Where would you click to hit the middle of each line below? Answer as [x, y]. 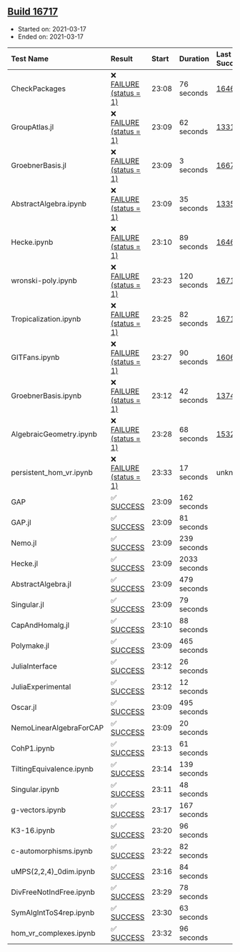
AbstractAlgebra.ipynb [49, 204]
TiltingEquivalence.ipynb [52, 768]
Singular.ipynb [35, 789]
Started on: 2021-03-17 [52, 29]
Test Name [30, 59]
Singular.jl [27, 604]
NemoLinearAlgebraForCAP [57, 728]
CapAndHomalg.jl [40, 625]
